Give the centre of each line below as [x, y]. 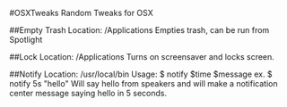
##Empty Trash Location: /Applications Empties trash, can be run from [139, 30]
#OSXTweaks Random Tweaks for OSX [82, 13]
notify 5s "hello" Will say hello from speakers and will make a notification [143, 83]
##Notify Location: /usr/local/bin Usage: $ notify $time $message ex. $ [141, 74]
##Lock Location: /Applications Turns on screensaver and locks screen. [142, 57]
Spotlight [26, 40]
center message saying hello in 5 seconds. [88, 93]
